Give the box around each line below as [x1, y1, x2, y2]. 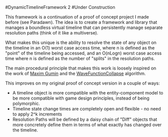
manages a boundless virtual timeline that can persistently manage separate [5, 24, 163, 30]
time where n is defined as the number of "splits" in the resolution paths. [5, 55, 155, 61]
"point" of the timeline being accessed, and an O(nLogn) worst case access [5, 50, 162, 56]
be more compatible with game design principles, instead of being [12, 95, 149, 101]
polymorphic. [12, 100, 40, 106]
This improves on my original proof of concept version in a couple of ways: [5, 80, 160, 86]
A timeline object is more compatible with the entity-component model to [12, 90, 163, 95]
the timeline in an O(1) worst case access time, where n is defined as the [5, 45, 155, 50]
